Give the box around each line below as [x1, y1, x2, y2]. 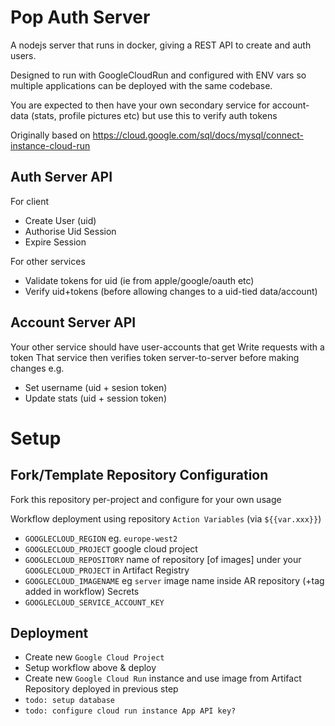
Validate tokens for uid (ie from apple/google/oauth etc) [24, 274, 255, 286]
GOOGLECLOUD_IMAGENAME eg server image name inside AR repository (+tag [24, 574, 325, 586]
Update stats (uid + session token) [24, 392, 167, 404]
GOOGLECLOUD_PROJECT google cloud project [24, 542, 198, 555]
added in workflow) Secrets [24, 585, 140, 597]
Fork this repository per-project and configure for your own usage [10, 493, 282, 505]
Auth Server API [10, 169, 113, 186]
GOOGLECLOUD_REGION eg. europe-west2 [24, 532, 178, 544]
